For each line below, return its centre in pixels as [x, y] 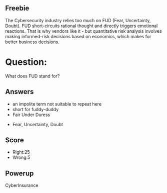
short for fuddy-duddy [35, 109]
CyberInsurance [22, 185]
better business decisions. [32, 42]
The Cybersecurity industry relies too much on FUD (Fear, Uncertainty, [78, 20]
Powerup [19, 173]
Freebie [17, 8]
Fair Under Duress [31, 115]
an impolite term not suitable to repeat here [57, 104]
